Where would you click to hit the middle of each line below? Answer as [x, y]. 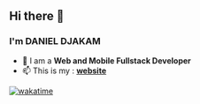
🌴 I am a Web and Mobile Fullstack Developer [107, 60]
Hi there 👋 [37, 16]
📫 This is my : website [64, 71]
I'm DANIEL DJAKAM [55, 41]
